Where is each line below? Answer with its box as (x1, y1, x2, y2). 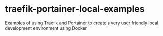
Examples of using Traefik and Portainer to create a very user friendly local (5, 20, 159, 26)
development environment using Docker (5, 25, 87, 31)
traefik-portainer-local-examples (5, 3, 145, 15)
